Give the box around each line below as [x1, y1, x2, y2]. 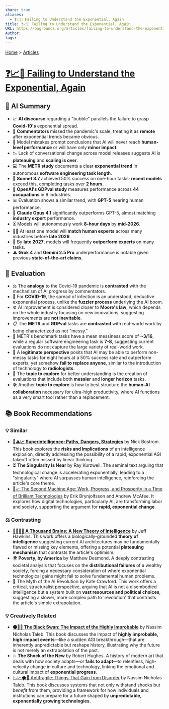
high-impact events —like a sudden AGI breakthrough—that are [12, 636, 145, 643]
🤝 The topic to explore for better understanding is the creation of [12, 371, 148, 377]
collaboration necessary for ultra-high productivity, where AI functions [12, 389, 160, 395]
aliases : [5, 12, 24, 17]
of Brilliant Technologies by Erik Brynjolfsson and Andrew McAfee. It [12, 493, 154, 499]
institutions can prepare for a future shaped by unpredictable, [12, 692, 142, 698]
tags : [5, 36, 17, 41]
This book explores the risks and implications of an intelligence [12, 446, 145, 452]
